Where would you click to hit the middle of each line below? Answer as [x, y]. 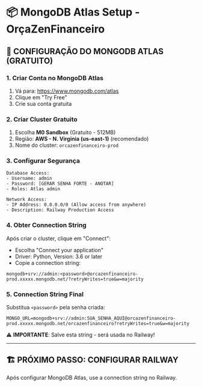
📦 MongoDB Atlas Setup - [73, 12]
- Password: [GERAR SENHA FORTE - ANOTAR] [60, 184]
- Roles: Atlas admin [33, 189]
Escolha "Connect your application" [59, 250]
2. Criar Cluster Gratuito [42, 119]
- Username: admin [29, 179]
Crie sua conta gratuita [43, 104]
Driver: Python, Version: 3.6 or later [59, 256]
